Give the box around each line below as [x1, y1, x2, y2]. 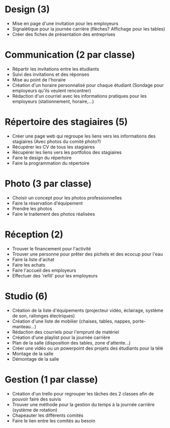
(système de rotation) [12, 407, 58, 413]
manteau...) [12, 323, 37, 329]
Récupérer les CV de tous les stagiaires [12, 144, 95, 150]
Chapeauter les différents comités [12, 412, 83, 418]
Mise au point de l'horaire [12, 76, 66, 82]
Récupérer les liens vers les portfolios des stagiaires [12, 149, 122, 155]
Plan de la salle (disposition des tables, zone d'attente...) [12, 339, 131, 346]
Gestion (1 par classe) [5, 374, 98, 385]
